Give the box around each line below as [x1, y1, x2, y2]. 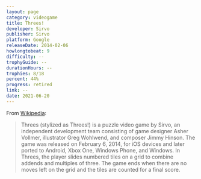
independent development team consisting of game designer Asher [20, 127, 188, 134]
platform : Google [6, 37, 50, 43]
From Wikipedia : [6, 109, 47, 116]
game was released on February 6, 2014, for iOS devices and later [20, 140, 185, 148]
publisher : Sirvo [6, 31, 50, 37]
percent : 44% [6, 76, 39, 82]
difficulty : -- [6, 54, 45, 60]
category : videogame [6, 14, 58, 20]
